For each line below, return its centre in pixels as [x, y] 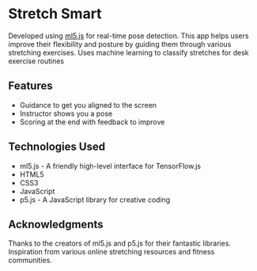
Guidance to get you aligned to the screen [88, 105]
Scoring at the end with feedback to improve [92, 122]
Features [30, 86]
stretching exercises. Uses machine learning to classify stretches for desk [128, 52]
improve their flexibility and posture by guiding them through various [120, 44]
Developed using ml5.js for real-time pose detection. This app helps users [128, 36]
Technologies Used [57, 147]
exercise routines [36, 61]
